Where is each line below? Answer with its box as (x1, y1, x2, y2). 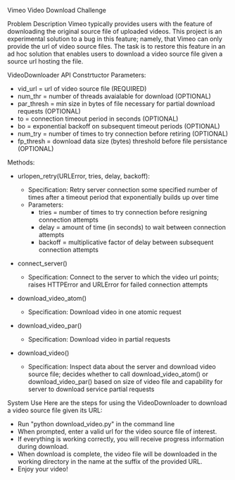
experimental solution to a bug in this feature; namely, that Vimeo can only (7, 35, 223, 43)
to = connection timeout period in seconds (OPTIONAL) (17, 114, 179, 123)
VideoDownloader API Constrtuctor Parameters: (7, 71, 146, 79)
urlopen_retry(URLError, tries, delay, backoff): (17, 172, 150, 180)
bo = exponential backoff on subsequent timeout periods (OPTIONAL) (17, 122, 220, 130)
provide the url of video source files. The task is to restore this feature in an (7, 42, 226, 50)
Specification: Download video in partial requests (27, 335, 171, 343)
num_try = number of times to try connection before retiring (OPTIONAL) (17, 130, 229, 138)
